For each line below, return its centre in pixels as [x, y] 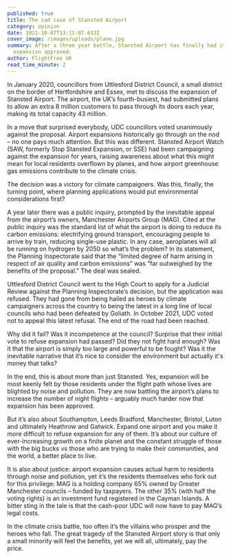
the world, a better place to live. [52, 456]
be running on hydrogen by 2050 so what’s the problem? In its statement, [111, 249]
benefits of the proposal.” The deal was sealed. [74, 271]
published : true [30, 13]
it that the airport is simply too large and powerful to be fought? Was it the [112, 348]
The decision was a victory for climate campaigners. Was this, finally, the [111, 184]
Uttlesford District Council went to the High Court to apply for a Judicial [108, 284]
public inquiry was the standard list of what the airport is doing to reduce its [114, 226]
